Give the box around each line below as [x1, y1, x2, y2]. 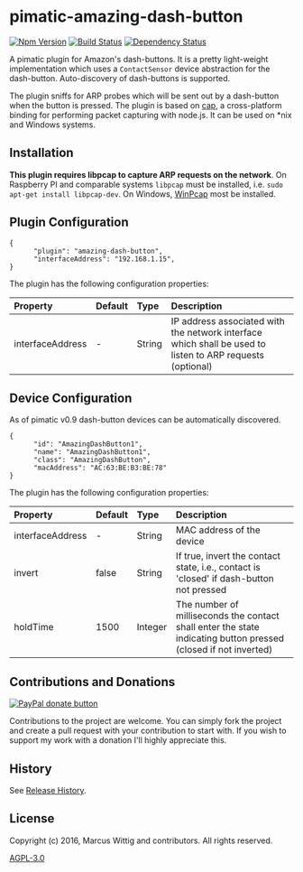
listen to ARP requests [170, 348, 264, 361]
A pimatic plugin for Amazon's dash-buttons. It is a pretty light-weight [9, 53, 269, 64]
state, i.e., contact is [175, 561, 261, 574]
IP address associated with [170, 314, 286, 327]
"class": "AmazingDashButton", [32, 456, 151, 465]
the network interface [170, 326, 263, 339]
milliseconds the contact [175, 609, 280, 622]
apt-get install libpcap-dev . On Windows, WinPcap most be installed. [9, 188, 277, 199]
